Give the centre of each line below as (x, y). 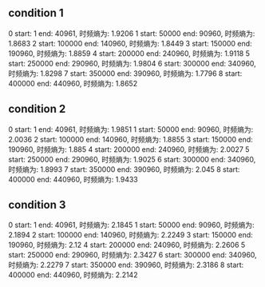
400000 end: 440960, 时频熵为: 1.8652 (73, 83)
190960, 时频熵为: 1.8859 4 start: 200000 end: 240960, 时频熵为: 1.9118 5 (129, 53)
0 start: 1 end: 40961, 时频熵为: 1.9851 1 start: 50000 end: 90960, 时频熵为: (131, 129)
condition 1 (36, 13)
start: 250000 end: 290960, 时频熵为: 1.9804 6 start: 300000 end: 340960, (132, 63)
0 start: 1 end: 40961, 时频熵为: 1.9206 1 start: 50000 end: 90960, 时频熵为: (132, 33)
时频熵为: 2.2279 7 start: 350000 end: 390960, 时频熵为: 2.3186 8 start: (126, 265)
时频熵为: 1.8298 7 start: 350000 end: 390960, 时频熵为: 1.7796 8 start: (125, 73)
